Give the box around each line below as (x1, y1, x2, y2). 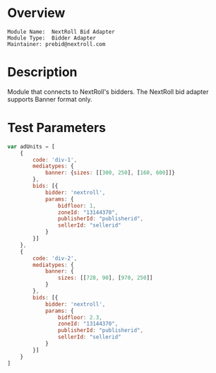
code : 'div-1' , (32, 156, 78, 163)
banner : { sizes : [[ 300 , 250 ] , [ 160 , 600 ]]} (44, 170, 175, 177)
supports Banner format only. (7, 95, 93, 103)
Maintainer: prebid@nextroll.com (7, 40, 106, 47)
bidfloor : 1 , (57, 202, 97, 209)
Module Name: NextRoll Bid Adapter (7, 28, 115, 35)
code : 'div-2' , (32, 254, 78, 262)
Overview (7, 5, 66, 21)
